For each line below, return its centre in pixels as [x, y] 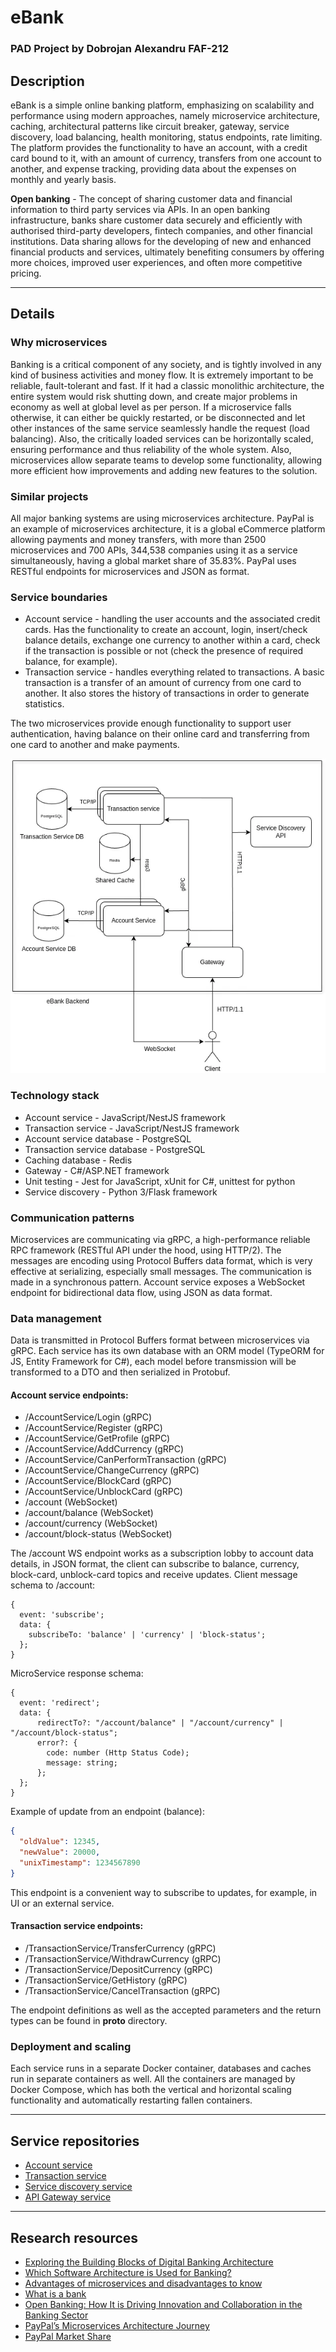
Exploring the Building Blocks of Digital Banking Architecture [149, 2262]
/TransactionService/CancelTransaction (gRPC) [122, 1991]
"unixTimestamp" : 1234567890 [80, 1863]
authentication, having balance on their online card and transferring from [160, 734]
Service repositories [75, 2141]
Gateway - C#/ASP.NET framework [97, 1170]
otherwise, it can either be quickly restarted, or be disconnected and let [158, 417]
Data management [56, 1318]
